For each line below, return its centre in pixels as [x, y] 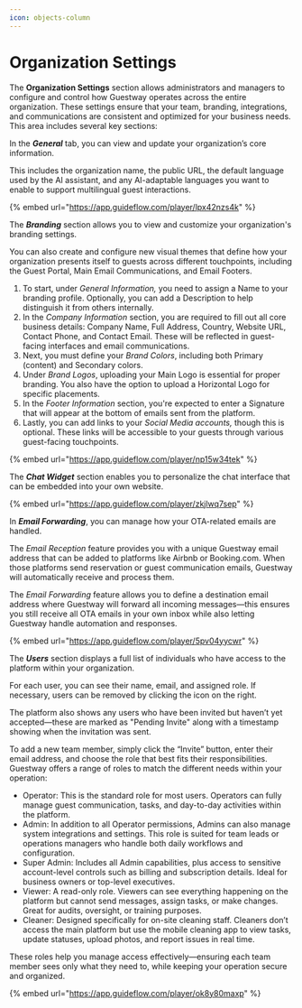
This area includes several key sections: [83, 125]
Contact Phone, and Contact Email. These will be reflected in [135, 336]
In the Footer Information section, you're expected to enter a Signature [154, 403]
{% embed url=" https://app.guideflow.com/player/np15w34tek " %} [133, 459]
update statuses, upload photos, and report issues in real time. [138, 939]
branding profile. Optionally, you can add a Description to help [138, 298]
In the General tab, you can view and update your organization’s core [138, 143]
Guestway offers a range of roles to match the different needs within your [146, 768]
